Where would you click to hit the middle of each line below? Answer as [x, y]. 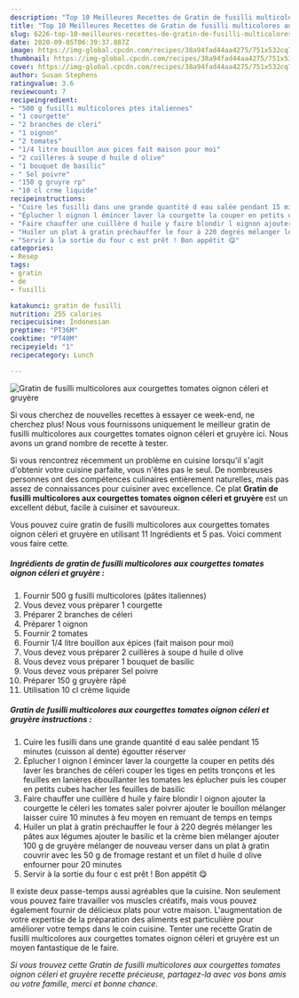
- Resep [24, 257]
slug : [20, 34]
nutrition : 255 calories [56, 314]
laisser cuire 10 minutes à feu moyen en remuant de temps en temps [148, 817]
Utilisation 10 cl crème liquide [76, 689]
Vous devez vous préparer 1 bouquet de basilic [108, 661]
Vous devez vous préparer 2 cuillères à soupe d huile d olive [133, 652]
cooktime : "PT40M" [44, 339]
